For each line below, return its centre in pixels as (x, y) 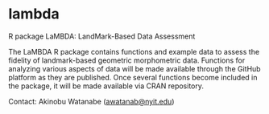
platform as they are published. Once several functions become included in (133, 77)
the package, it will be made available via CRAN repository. (106, 86)
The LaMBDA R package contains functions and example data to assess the (134, 51)
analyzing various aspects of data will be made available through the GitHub (134, 68)
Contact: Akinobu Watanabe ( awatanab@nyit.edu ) (91, 101)
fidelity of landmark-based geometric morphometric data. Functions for (127, 60)
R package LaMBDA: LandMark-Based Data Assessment (102, 36)
